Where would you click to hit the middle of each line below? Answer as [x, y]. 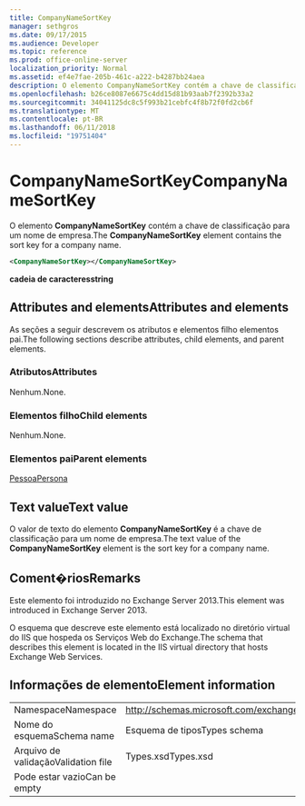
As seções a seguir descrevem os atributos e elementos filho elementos [144, 329]
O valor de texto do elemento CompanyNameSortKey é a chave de [135, 529]
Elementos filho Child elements [79, 415]
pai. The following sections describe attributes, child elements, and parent [147, 339]
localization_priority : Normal [69, 69]
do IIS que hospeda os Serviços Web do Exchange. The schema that [136, 638]
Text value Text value [69, 507]
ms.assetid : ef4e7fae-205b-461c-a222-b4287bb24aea [107, 77]
